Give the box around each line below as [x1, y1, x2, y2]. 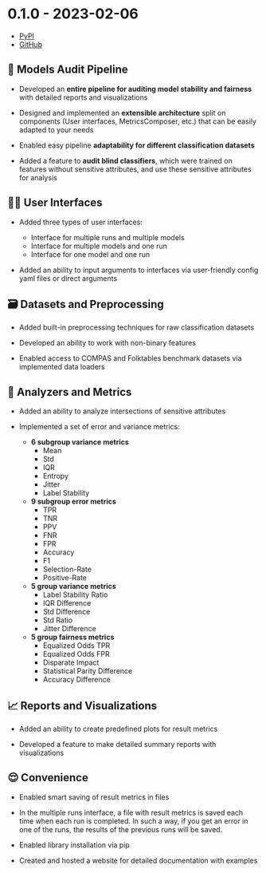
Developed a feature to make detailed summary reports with [18, 740, 217, 749]
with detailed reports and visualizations [18, 93, 148, 102]
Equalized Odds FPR [42, 650, 110, 659]
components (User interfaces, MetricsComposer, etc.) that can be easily [18, 117, 256, 126]
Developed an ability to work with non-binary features [18, 338, 197, 348]
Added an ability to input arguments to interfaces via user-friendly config [18, 265, 259, 275]
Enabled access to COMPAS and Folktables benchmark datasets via [18, 354, 242, 363]
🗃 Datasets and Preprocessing [7, 297, 164, 311]
